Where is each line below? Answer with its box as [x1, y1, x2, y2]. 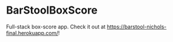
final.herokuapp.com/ [6, 29, 58, 36]
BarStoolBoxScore [6, 4, 98, 17]
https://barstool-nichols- [106, 23, 167, 30]
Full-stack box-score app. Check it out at [6, 23, 106, 30]
